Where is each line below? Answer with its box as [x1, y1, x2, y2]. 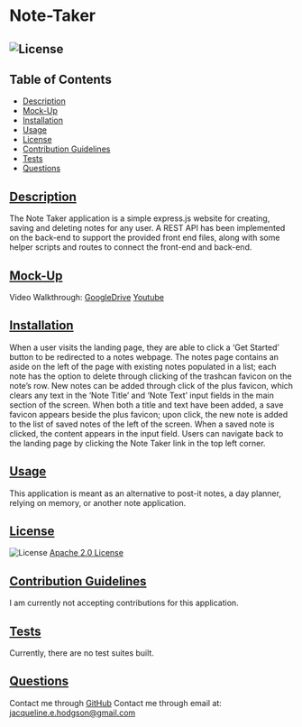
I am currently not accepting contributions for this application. [9, 597, 239, 609]
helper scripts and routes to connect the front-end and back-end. [9, 242, 252, 253]
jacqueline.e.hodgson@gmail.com [9, 707, 136, 718]
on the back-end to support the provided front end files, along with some [9, 232, 280, 244]
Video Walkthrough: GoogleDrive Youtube [9, 292, 165, 303]
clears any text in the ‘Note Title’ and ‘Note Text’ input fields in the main [9, 390, 275, 400]
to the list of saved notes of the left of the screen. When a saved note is [9, 419, 275, 429]
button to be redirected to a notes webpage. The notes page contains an [9, 351, 279, 362]
